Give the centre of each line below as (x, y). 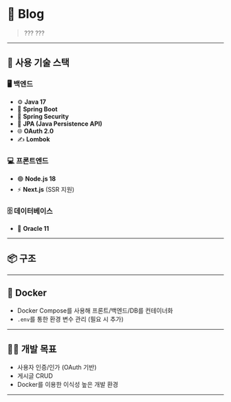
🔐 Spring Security (43, 116)
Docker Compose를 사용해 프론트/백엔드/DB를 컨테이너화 (95, 310)
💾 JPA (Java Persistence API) (59, 124)
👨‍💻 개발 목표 (32, 349)
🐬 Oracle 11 (33, 229)
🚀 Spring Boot (37, 109)
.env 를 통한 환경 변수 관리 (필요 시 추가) (70, 319)
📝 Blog (26, 14)
